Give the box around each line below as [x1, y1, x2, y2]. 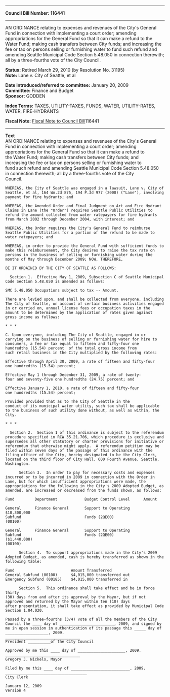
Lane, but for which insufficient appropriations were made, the [5, 479, 146, 484]
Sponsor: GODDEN [5, 93, 46, 99]
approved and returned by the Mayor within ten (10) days [5, 599, 130, 604]
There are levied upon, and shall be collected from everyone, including [5, 297, 164, 302]
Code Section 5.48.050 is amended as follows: [5, 279, 105, 284]
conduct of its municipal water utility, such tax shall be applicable [5, 403, 159, 408]
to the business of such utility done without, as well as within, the [5, 408, 159, 413]
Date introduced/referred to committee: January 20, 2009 [5, 82, 129, 88]
